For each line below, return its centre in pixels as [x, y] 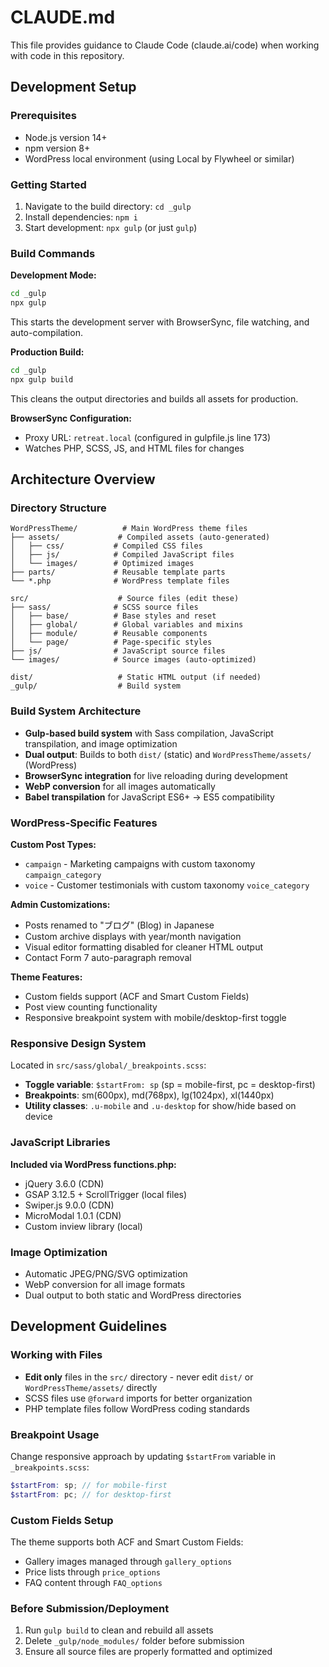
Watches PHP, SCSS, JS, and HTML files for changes [134, 448]
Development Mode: [53, 275]
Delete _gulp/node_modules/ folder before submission [134, 1641]
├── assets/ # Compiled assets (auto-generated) [140, 537]
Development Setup [73, 87]
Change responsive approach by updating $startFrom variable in [143, 1456]
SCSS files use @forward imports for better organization [138, 1398]
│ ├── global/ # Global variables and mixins [127, 625]
